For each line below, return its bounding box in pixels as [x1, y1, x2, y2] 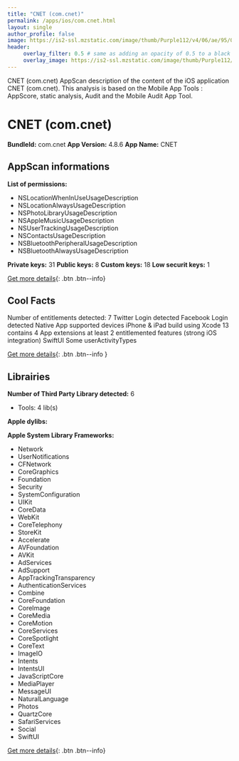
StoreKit [17, 528, 42, 537]
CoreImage [17, 604, 51, 613]
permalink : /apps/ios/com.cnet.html [7, 17, 116, 24]
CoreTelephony [17, 521, 63, 529]
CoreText [17, 642, 45, 651]
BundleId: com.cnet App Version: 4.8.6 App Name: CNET [7, 140, 178, 148]
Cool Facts [7, 294, 55, 306]
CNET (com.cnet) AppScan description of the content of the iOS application [7, 76, 230, 85]
